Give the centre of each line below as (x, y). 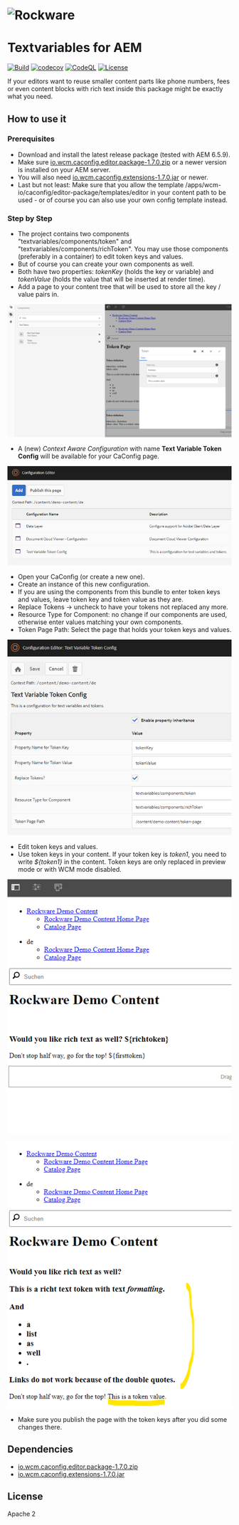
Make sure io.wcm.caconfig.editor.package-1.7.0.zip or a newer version (122, 162)
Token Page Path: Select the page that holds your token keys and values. (124, 629)
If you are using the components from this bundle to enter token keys (119, 591)
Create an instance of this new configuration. (84, 584)
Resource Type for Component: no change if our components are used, (122, 614)
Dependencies (40, 1449)
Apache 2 (22, 1514)
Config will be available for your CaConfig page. (89, 456)
